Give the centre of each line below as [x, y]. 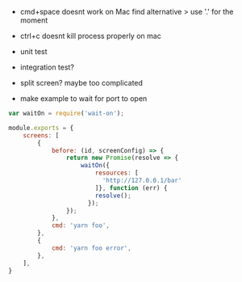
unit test [33, 51]
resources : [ [117, 173]
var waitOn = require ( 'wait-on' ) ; [67, 113]
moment [34, 20]
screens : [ [41, 135]
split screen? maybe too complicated [81, 83]
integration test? [47, 67]
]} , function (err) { [131, 188]
